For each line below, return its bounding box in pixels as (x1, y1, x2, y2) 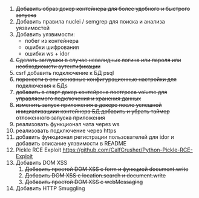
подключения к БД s (15, 82, 68, 89)
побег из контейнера (24, 37, 79, 44)
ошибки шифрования (24, 43, 79, 51)
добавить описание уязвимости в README (15, 140, 126, 147)
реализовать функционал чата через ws (15, 121, 120, 127)
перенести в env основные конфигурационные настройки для (15, 75, 177, 83)
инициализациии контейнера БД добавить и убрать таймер (15, 108, 170, 115)
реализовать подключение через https (15, 127, 117, 134)
